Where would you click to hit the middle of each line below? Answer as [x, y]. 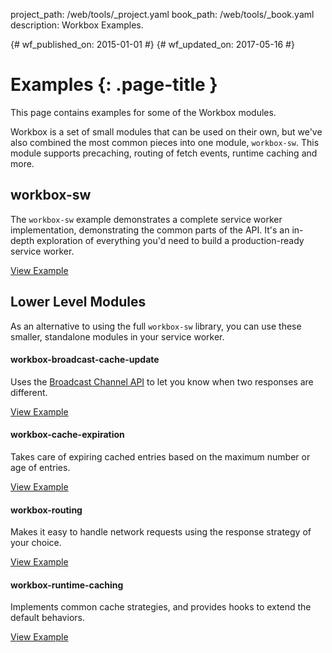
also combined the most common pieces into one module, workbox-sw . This [165, 142]
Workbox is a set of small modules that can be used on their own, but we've [166, 131]
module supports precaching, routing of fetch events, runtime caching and [164, 153]
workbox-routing [46, 510]
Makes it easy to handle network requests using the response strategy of [161, 532]
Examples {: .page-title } [114, 85]
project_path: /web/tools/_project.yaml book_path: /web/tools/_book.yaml [162, 14]
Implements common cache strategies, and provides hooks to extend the [161, 607]
